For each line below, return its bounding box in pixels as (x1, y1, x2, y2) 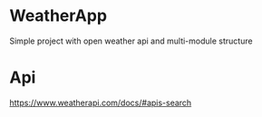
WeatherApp (9, 5, 107, 26)
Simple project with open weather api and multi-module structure (9, 35, 253, 46)
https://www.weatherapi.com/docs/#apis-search (9, 97, 192, 108)
